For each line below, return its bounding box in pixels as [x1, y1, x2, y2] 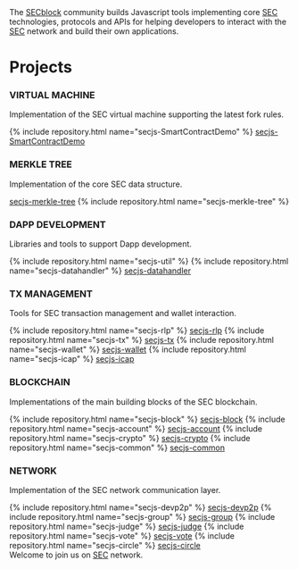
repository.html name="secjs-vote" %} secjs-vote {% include [9, 530, 235, 541]
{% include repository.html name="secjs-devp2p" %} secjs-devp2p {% [9, 502, 272, 513]
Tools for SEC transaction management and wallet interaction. [9, 308, 236, 319]
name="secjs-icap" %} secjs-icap [9, 354, 135, 364]
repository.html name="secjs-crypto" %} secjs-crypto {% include [9, 432, 251, 443]
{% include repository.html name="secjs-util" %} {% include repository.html [9, 256, 289, 267]
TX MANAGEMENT [9, 288, 94, 300]
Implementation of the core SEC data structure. [9, 179, 183, 189]
